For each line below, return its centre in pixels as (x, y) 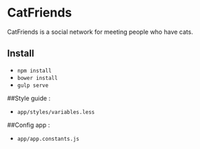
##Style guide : (29, 98)
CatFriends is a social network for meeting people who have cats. (100, 32)
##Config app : (29, 125)
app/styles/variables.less (56, 112)
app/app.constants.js (48, 139)
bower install (37, 78)
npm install (34, 70)
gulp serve (33, 85)
